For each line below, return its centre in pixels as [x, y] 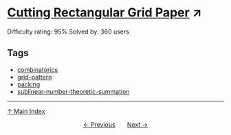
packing [29, 84]
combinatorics [37, 69]
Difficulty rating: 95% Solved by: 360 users [68, 32]
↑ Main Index [26, 111]
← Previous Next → [115, 124]
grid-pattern [34, 77]
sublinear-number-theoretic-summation [73, 91]
